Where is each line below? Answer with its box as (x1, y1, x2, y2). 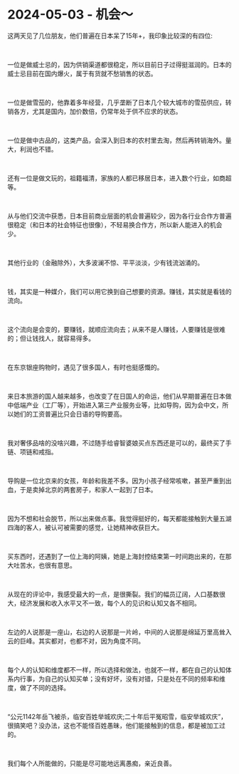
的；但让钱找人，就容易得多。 (7, 334, 95, 342)
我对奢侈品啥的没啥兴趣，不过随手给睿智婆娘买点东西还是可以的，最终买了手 (7, 439, 232, 447)
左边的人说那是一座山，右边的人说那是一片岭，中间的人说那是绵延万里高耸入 (7, 627, 232, 636)
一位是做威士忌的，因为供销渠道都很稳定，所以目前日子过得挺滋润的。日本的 (7, 60, 232, 68)
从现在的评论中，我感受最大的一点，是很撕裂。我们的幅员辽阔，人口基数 (7, 590, 219, 598)
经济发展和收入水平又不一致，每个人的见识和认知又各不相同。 (19, 599, 201, 607)
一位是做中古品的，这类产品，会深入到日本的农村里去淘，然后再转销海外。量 (7, 136, 232, 145)
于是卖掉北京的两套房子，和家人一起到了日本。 (19, 485, 157, 493)
